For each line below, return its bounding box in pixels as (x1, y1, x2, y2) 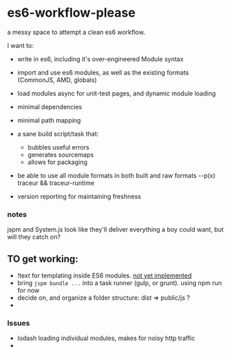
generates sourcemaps (27, 150, 94, 159)
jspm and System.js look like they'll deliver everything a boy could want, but (7, 225, 224, 234)
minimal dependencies (17, 102, 83, 111)
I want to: (7, 41, 34, 49)
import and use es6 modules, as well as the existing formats (17, 68, 189, 77)
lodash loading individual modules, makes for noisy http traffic (17, 334, 196, 342)
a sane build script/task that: (17, 129, 99, 138)
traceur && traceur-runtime (17, 179, 95, 187)
